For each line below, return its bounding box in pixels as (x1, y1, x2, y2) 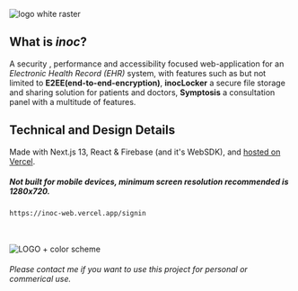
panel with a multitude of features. (9, 96, 136, 107)
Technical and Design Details (9, 122, 176, 138)
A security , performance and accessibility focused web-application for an (9, 58, 285, 69)
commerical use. (9, 274, 72, 285)
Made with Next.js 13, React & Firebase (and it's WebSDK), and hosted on (9, 146, 281, 157)
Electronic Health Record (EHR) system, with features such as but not (9, 67, 267, 78)
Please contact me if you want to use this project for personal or (9, 264, 249, 275)
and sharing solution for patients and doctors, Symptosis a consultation (9, 86, 276, 98)
